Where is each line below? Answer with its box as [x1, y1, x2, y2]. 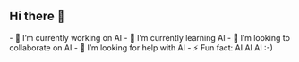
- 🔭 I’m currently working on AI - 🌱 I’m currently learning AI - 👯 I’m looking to [9, 32, 291, 43]
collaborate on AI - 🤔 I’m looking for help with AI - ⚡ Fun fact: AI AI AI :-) [9, 42, 273, 53]
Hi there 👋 [9, 9, 65, 24]
